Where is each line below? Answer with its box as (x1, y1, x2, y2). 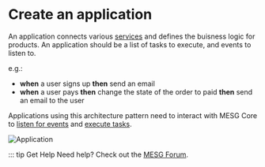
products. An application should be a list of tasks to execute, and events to (8, 39, 252, 49)
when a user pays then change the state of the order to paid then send (19, 87, 253, 96)
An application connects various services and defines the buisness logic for (8, 32, 256, 41)
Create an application (8, 6, 153, 24)
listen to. (8, 48, 36, 58)
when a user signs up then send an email (19, 79, 156, 88)
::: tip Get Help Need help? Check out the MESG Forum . (8, 150, 188, 159)
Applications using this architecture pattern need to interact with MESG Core (8, 110, 258, 120)
